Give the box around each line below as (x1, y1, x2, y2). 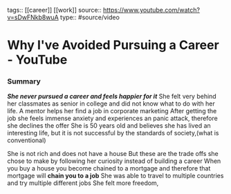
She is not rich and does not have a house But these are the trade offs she (7, 150, 219, 158)
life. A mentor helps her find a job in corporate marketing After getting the (7, 107, 217, 115)
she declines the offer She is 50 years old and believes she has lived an (7, 122, 211, 130)
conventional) (7, 136, 46, 144)
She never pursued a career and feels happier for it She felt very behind (7, 93, 216, 101)
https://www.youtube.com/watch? (102, 6, 201, 14)
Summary (7, 77, 41, 86)
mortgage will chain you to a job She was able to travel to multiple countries (7, 172, 224, 180)
